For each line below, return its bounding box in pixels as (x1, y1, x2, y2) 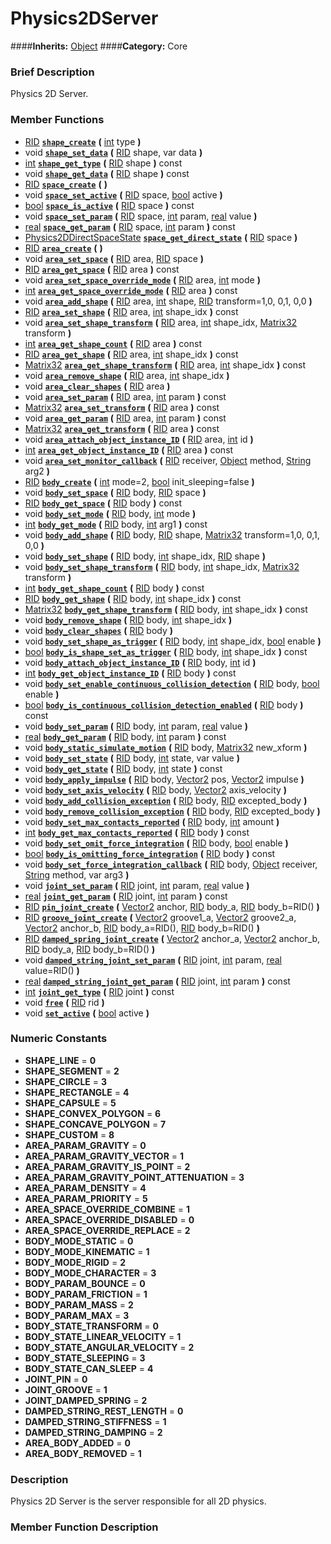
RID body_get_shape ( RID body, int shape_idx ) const (24, 592, 242, 604)
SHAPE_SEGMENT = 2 (24, 1065, 120, 1077)
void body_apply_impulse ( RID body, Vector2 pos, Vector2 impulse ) (24, 773, 305, 785)
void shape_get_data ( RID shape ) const (24, 167, 190, 179)
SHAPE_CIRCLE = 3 (24, 1075, 108, 1087)
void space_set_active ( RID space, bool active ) (24, 188, 223, 201)
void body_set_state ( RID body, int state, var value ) (24, 752, 240, 764)
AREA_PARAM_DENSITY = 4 (24, 1182, 147, 1194)
